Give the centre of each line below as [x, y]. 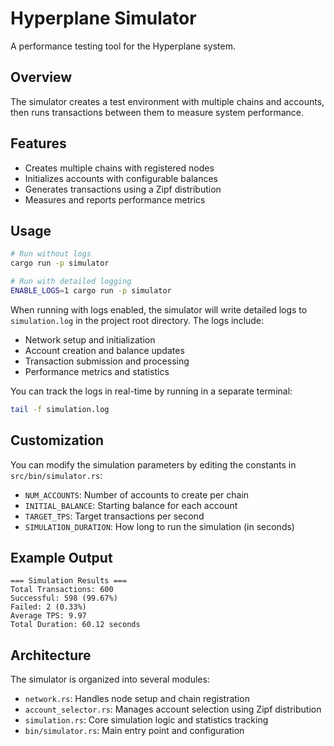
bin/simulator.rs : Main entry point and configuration [134, 731]
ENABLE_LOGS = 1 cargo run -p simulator [91, 291]
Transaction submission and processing [107, 361]
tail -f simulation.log [60, 409]
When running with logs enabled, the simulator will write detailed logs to [159, 309]
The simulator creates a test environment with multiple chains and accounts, [167, 101]
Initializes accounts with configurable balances [121, 178]
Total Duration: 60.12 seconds [75, 625]
